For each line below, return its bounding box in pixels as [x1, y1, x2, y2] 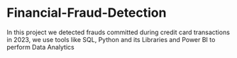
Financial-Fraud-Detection [6, 5, 167, 21]
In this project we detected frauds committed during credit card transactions [6, 28, 230, 36]
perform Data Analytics [6, 43, 75, 51]
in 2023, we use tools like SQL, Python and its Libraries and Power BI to [6, 35, 216, 43]
